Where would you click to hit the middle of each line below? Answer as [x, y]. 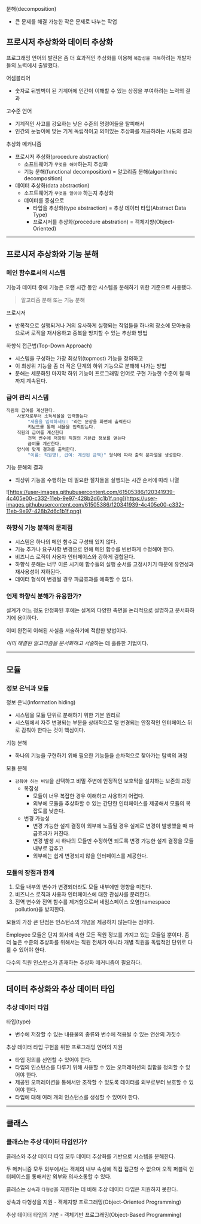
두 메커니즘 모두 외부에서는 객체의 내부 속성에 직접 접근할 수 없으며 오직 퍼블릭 [97, 1169]
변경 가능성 [36, 818]
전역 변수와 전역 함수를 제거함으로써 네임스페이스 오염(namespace [92, 902]
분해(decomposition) [31, 9]
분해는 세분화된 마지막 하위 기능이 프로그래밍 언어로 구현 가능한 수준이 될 [99, 373]
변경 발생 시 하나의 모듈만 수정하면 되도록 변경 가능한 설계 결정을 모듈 [113, 841]
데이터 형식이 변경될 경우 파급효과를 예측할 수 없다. [74, 579]
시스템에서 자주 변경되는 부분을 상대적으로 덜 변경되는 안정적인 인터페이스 [100, 722]
